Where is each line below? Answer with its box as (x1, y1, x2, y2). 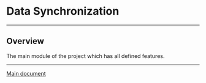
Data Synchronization (6, 4, 120, 18)
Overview (6, 36, 45, 46)
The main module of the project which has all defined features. (6, 52, 165, 59)
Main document (6, 70, 46, 77)
